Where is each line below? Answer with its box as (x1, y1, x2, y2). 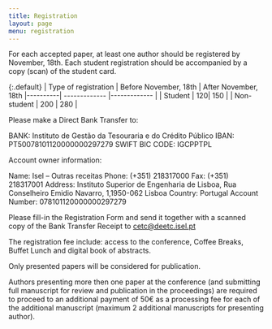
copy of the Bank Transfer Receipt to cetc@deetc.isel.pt (8, 221, 196, 232)
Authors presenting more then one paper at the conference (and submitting (8, 277, 261, 287)
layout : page (8, 19, 53, 28)
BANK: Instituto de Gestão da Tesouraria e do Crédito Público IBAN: (8, 131, 235, 141)
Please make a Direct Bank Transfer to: (8, 115, 139, 125)
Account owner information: (8, 155, 102, 165)
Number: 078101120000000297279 (8, 197, 127, 207)
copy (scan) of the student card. (8, 67, 117, 76)
